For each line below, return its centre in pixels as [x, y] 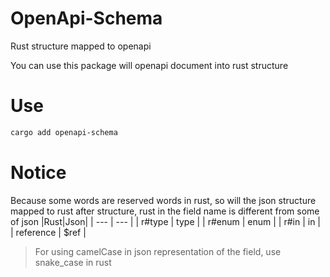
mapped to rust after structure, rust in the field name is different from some [165, 211]
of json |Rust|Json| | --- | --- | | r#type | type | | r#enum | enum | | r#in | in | [166, 221]
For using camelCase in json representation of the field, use [158, 251]
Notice [38, 172]
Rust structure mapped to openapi [81, 46]
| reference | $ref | [48, 232]
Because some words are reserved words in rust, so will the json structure [163, 200]
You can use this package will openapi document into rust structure [149, 65]
